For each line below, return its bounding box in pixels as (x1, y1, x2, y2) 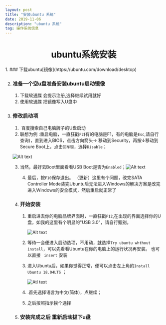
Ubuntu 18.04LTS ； (27, 268, 67, 275)
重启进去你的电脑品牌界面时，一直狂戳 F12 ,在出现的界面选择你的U (27, 213, 161, 219)
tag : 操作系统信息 (5, 26, 39, 31)
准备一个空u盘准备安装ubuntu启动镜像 (12, 80, 106, 87)
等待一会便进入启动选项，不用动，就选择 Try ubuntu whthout (27, 239, 151, 245)
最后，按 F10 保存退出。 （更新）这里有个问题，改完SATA (27, 174, 143, 180)
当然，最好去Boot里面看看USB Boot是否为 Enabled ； (19, 163, 126, 170)
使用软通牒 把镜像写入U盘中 (19, 98, 77, 105)
